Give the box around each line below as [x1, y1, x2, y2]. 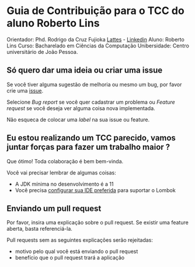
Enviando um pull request [6, 203, 102, 213]
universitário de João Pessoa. [6, 48, 78, 55]
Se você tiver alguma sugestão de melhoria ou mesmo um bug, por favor [6, 81, 182, 88]
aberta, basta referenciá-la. [6, 225, 72, 232]
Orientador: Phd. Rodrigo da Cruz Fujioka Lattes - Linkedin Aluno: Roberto [6, 36, 184, 43]
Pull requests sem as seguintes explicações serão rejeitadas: [6, 237, 154, 244]
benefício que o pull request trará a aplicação [15, 254, 125, 261]
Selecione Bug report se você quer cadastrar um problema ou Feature [6, 98, 176, 105]
